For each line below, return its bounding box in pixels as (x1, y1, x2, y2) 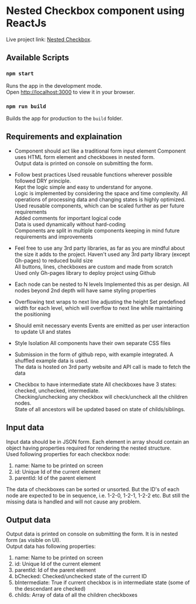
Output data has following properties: (6, 543, 96, 550)
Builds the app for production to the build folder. (6, 115, 123, 122)
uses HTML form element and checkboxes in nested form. (14, 153, 155, 160)
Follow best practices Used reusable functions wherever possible (14, 171, 173, 178)
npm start (6, 70, 34, 77)
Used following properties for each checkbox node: (6, 450, 130, 457)
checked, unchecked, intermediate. (14, 387, 101, 394)
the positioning (14, 310, 51, 317)
